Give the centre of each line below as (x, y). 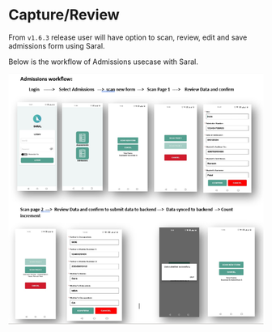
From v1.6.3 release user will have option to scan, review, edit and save (128, 37)
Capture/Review (64, 15)
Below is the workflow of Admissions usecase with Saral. (103, 62)
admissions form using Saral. (57, 45)
